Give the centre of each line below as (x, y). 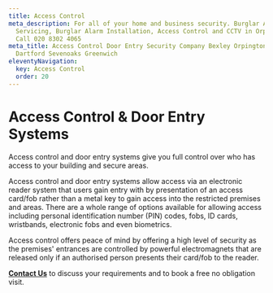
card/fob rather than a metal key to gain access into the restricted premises (135, 198)
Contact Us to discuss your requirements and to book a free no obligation (132, 273)
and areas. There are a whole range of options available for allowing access (135, 207)
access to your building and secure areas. (78, 165)
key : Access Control (50, 69)
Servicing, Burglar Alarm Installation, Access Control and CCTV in (134, 31)
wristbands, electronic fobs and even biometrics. (90, 224)
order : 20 (32, 77)
